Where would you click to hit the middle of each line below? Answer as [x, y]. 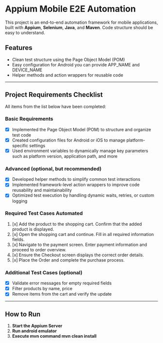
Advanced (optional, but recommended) [53, 169]
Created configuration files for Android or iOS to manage [69, 140]
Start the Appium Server [37, 326]
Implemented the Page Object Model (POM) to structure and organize [81, 129]
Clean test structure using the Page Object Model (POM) [68, 60]
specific [20, 145]
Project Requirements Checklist [54, 95]
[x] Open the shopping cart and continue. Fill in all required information [83, 234]
